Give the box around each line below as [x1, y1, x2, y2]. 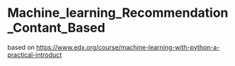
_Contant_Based [7, 20, 105, 36]
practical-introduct [7, 51, 62, 59]
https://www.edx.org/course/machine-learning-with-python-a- [36, 43, 220, 51]
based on [7, 43, 35, 51]
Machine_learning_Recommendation [7, 5, 229, 21]
